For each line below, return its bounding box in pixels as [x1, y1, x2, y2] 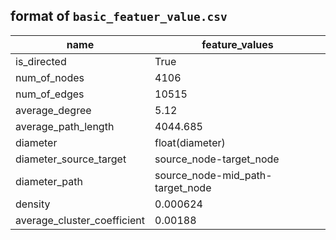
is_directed [15, 54, 67, 68]
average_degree [15, 103, 92, 117]
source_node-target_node [154, 152, 280, 166]
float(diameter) [154, 135, 226, 149]
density [15, 197, 51, 211]
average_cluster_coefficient [15, 213, 146, 227]
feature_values [201, 37, 274, 51]
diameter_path [15, 174, 83, 188]
